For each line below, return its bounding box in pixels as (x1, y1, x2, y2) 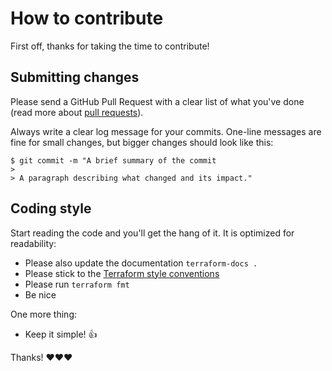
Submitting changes (10, 69, 140, 86)
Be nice (24, 288, 57, 301)
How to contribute (10, 7, 164, 30)
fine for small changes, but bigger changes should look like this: (10, 136, 274, 148)
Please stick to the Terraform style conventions (24, 267, 220, 279)
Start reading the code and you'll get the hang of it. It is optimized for (10, 227, 295, 239)
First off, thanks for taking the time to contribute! (10, 40, 210, 52)
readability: (10, 237, 57, 249)
